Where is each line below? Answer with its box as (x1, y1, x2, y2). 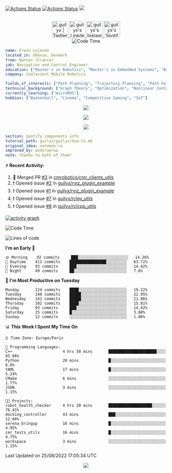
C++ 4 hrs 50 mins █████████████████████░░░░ (5, 349, 166, 354)
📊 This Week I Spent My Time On (5, 324, 78, 330)
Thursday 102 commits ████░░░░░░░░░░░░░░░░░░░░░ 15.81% (5, 301, 147, 306)
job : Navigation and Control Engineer (5, 62, 88, 67)
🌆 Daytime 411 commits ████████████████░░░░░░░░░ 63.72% (5, 260, 147, 265)
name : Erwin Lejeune (5, 48, 50, 53)
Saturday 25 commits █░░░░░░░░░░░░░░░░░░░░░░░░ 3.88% (5, 310, 145, 315)
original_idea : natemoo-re (5, 143, 63, 149)
